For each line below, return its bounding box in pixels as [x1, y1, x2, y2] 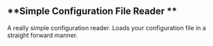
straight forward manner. [7, 31, 78, 39]
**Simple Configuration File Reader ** [7, 5, 178, 17]
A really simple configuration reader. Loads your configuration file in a [7, 23, 206, 32]
